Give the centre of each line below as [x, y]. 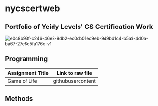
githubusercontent [75, 81]
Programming [26, 59]
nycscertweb [33, 9]
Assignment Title [28, 73]
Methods [19, 99]
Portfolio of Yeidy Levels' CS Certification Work [79, 27]
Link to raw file [74, 73]
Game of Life [23, 81]
